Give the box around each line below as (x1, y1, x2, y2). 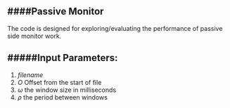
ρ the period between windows (17, 93, 108, 101)
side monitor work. (7, 32, 62, 40)
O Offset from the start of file (17, 78, 102, 86)
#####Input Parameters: (7, 52, 118, 64)
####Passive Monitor (7, 6, 104, 18)
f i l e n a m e (17, 70, 44, 79)
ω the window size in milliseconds (17, 86, 117, 94)
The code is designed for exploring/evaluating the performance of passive (7, 24, 223, 32)
